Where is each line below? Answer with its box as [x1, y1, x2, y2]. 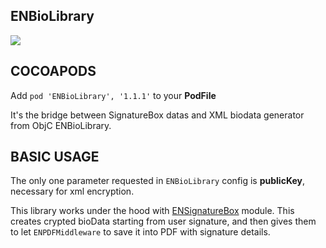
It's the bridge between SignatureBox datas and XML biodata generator [10, 109, 305, 121]
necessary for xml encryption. [10, 185, 135, 198]
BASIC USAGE [10, 149, 100, 166]
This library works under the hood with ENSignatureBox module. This [10, 205, 295, 217]
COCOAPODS [10, 63, 97, 80]
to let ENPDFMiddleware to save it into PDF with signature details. [10, 226, 271, 238]
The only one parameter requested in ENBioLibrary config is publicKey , [10, 175, 305, 187]
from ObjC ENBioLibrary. [10, 119, 112, 131]
